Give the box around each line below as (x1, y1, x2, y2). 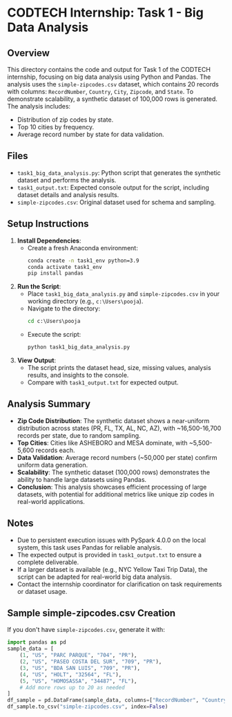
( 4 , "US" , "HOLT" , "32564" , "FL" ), (19, 671, 122, 678)
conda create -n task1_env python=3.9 (27, 257, 139, 264)
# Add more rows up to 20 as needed (19, 684, 126, 691)
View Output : (17, 356, 57, 364)
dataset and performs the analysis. (17, 176, 117, 184)
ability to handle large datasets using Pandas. (17, 475, 147, 483)
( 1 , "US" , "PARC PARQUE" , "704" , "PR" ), (19, 652, 137, 659)
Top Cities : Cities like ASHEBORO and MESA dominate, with (17, 438, 188, 447)
